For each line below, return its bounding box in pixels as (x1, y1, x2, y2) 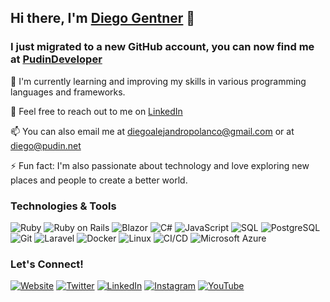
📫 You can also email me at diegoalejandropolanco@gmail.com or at (10, 125, 295, 137)
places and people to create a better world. (10, 174, 188, 186)
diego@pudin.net (10, 139, 82, 151)
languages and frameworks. (10, 86, 126, 98)
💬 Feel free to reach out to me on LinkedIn (10, 105, 183, 117)
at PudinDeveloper (10, 52, 103, 66)
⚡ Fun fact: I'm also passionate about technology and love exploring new (10, 159, 310, 171)
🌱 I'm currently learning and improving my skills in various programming (10, 75, 307, 87)
